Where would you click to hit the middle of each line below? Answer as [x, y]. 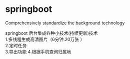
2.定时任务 [16, 45]
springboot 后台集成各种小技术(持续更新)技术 [51, 33]
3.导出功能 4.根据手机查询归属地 [38, 52]
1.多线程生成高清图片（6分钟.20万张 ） [45, 39]
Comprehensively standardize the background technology [65, 23]
